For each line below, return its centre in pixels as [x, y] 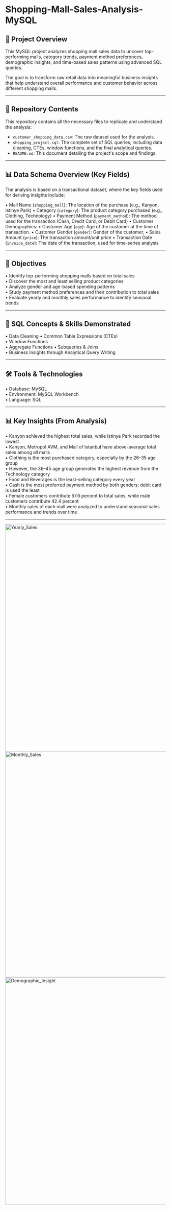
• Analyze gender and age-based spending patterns [60, 287]
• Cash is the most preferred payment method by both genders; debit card [83, 485]
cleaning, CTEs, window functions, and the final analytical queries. [82, 148]
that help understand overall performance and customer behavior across [81, 83]
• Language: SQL [23, 400]
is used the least [22, 490]
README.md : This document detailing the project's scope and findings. [84, 153]
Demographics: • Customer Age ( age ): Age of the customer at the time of [82, 226]
